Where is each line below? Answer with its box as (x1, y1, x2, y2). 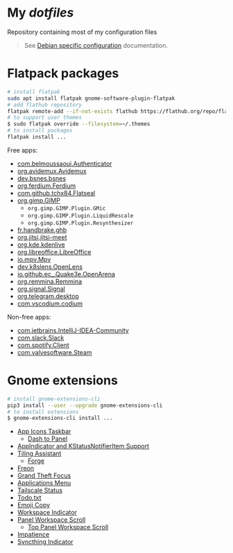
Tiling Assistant (17, 449, 62, 458)
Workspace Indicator (17, 508, 78, 517)
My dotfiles (7, 5, 74, 21)
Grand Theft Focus (17, 471, 71, 480)
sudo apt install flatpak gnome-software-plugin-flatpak (7, 95, 175, 102)
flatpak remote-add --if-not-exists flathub (7, 107, 138, 115)
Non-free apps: (7, 313, 51, 321)
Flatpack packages (7, 66, 119, 81)
